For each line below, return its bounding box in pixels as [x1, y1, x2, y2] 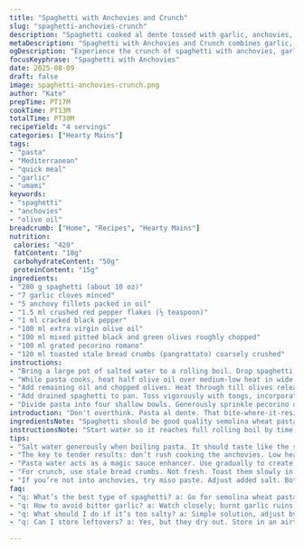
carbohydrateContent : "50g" [13, 257, 119, 267]
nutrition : [9, 232, 51, 241]
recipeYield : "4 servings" [9, 123, 111, 132]
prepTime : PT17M [9, 97, 71, 107]
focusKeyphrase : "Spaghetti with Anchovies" [9, 55, 180, 64]
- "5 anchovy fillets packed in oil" [9, 299, 152, 308]
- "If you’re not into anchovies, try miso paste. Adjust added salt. [9, 476, 281, 485]
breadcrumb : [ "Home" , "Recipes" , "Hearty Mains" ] [9, 223, 201, 232]
